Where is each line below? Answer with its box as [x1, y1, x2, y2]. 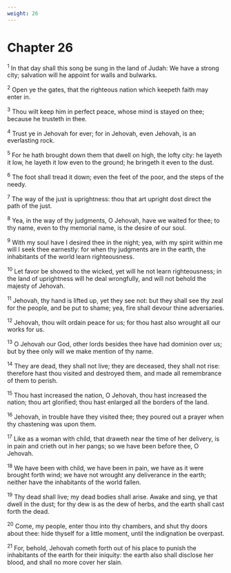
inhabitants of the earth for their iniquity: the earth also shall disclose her [7, 551, 214, 559]
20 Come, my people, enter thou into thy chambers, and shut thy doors [7, 521, 208, 530]
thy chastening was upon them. [7, 420, 97, 428]
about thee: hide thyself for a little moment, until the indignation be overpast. [7, 529, 225, 537]
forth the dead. [7, 508, 50, 516]
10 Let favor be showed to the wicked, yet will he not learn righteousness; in [7, 266, 222, 275]
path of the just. [7, 202, 52, 210]
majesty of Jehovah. [7, 282, 66, 290]
